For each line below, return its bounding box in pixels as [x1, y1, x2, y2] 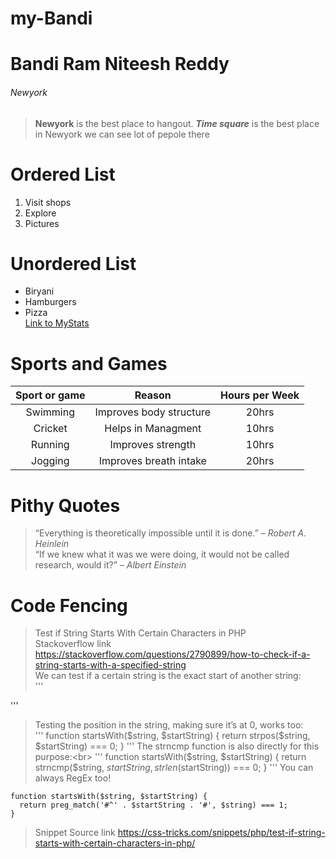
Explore [24, 207, 57, 219]
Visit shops [24, 196, 72, 208]
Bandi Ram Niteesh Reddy [10, 53, 230, 76]
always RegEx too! [34, 772, 112, 784]
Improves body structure [94, 405, 212, 419]
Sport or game [15, 388, 86, 402]
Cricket [33, 422, 68, 436]
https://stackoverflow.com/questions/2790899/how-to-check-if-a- [34, 648, 311, 661]
